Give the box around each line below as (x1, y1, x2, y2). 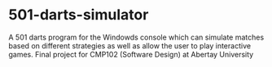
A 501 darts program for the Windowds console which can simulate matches (8, 32, 265, 42)
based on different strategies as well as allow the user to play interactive (8, 40, 251, 50)
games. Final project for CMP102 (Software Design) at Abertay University (8, 49, 254, 59)
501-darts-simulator (8, 6, 149, 24)
